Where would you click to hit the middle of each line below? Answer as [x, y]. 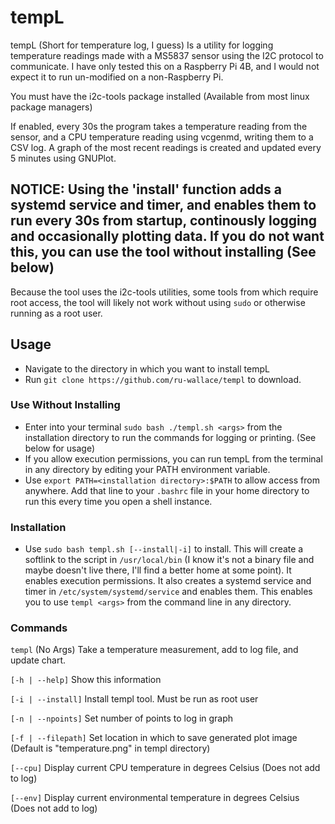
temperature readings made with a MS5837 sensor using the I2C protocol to [167, 55]
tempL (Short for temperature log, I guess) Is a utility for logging [142, 45]
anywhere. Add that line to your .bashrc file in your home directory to [167, 490]
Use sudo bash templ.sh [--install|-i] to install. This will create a [164, 549]
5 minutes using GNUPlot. [63, 158]
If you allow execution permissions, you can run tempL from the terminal [173, 458]
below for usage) [60, 448]
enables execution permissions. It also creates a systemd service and [168, 581]
